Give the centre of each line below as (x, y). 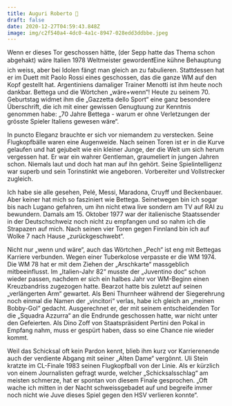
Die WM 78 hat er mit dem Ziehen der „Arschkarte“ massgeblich (98, 264)
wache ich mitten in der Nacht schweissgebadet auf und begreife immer (110, 388)
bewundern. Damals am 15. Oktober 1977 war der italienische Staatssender (114, 214)
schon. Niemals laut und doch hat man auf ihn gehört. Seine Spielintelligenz (115, 164)
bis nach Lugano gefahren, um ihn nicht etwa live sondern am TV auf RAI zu (115, 207)
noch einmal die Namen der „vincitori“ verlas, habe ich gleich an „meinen (111, 301)
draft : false (26, 20)
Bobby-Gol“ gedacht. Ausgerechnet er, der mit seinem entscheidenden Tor (114, 309)
